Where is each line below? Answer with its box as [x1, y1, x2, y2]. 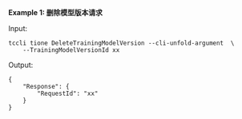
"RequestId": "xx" [37, 89, 99, 97]
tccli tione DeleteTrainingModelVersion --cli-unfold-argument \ [8, 39, 235, 47]
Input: [8, 24, 28, 33]
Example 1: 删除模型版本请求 [8, 8, 103, 17]
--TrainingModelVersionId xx [22, 46, 120, 54]
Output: [8, 60, 34, 69]
